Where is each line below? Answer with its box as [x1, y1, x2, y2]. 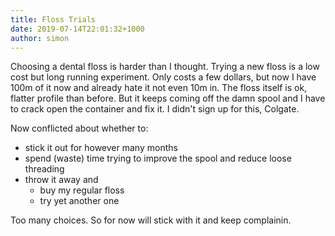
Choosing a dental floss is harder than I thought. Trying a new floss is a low [10, 61, 320, 73]
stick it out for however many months [24, 142, 178, 154]
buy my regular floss [39, 184, 125, 196]
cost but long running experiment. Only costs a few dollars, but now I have [10, 71, 317, 83]
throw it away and [24, 174, 99, 186]
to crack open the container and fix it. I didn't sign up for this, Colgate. [10, 103, 300, 115]
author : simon [10, 33, 70, 43]
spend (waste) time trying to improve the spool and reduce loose [24, 152, 292, 165]
